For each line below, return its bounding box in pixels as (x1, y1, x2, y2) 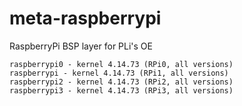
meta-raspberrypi (9, 7, 162, 30)
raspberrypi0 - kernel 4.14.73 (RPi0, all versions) (9, 59, 234, 69)
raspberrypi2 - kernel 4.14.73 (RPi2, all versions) (9, 77, 234, 87)
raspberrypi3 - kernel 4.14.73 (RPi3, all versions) (9, 85, 234, 96)
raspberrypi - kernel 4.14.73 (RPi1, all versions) (9, 68, 229, 78)
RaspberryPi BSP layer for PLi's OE (9, 40, 153, 52)
